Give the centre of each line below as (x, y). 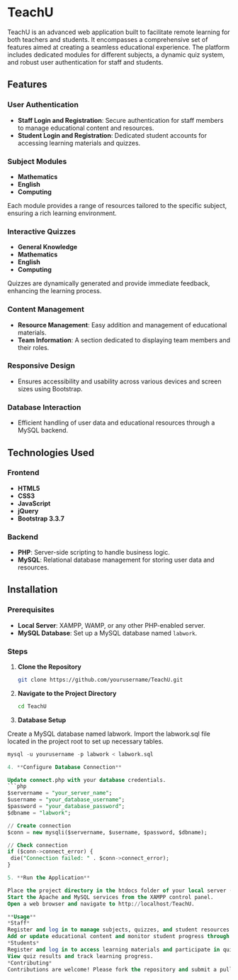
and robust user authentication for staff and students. (85, 62)
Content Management (46, 310)
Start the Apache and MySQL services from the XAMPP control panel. (110, 897)
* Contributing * (30, 963)
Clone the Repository (49, 667)
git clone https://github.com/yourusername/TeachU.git (100, 680)
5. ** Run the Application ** (49, 878)
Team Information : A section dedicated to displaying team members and (124, 340)
